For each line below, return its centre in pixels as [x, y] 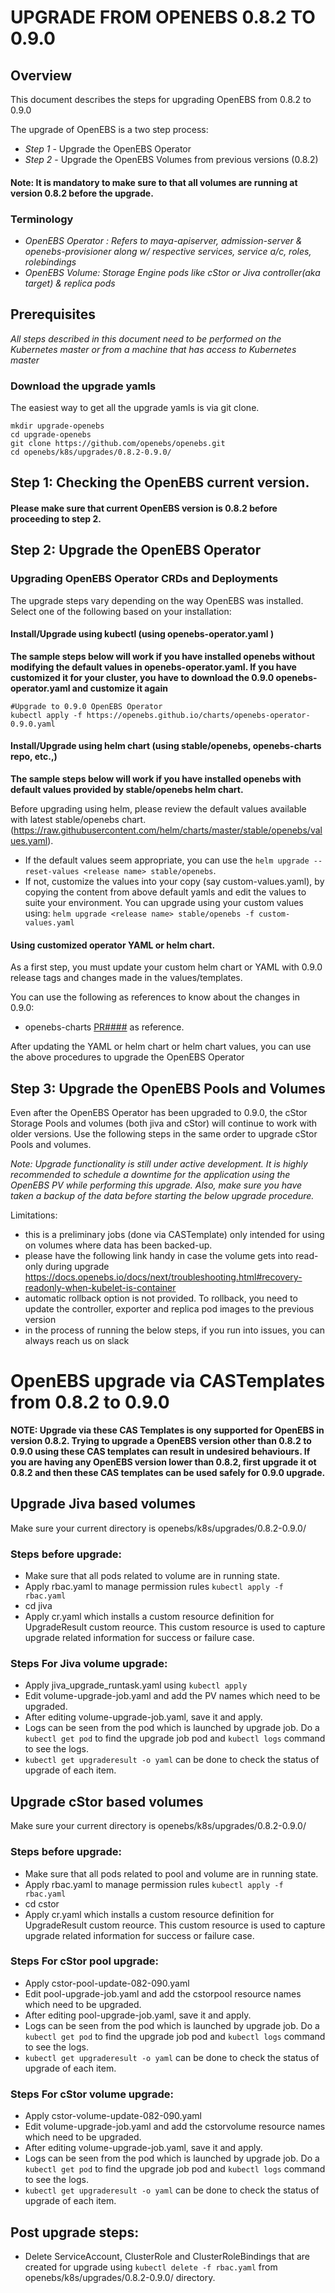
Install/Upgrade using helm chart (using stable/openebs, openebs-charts [166, 746]
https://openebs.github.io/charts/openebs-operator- [198, 715]
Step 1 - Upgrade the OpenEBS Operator [108, 149]
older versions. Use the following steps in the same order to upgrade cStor [164, 1134]
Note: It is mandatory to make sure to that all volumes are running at [154, 182]
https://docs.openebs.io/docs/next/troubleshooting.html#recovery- [163, 1277]
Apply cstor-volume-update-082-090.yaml [113, 2116]
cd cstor [42, 1903]
